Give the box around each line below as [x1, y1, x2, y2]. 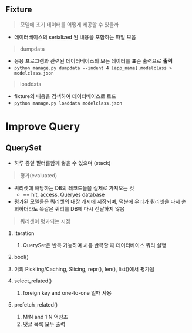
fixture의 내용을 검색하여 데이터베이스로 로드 [14, 92, 117, 99]
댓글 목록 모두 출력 [22, 320, 66, 328]
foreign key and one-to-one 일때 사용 [22, 289, 112, 296]
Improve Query [5, 120, 80, 133]
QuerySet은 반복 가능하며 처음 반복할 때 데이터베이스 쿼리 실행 [22, 241, 167, 248]
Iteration [14, 229, 35, 237]
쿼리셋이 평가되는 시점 [19, 217, 71, 225]
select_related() [14, 277, 52, 284]
